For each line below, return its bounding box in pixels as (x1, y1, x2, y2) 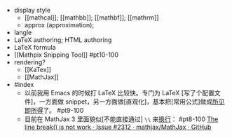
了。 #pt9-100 (43, 106, 84, 114)
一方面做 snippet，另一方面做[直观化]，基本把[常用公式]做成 (39, 97, 213, 106)
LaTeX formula (13, 43, 56, 51)
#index (13, 81, 34, 88)
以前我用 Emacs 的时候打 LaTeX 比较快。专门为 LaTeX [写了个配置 (24, 89, 215, 97)
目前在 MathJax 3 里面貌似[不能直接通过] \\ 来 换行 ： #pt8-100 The (24, 115, 219, 123)
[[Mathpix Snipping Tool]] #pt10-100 (13, 50, 119, 59)
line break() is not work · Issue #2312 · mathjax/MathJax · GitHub (24, 123, 212, 131)
